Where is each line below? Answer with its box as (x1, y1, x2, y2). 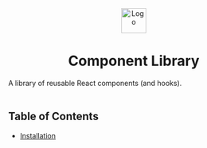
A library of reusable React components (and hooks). (8, 78, 182, 88)
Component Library (68, 52, 200, 70)
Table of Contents (8, 110, 100, 123)
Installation (19, 130, 57, 140)
